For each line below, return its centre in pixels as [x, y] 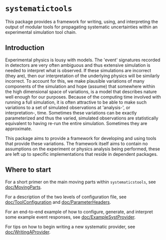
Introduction [25, 48]
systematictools [39, 9]
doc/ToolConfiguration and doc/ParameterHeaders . [58, 202]
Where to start [28, 170]
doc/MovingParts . [24, 187]
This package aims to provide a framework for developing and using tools [81, 138]
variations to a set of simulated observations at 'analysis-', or [68, 107]
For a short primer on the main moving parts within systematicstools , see [81, 182]
